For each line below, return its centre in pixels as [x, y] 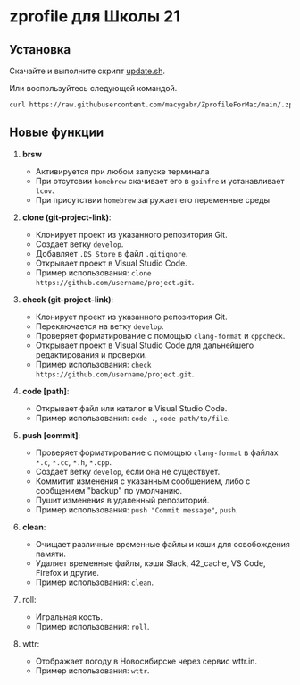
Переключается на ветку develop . [100, 326]
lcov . [45, 190]
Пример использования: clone [93, 272]
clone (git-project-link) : [67, 217]
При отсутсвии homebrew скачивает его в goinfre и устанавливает [160, 181]
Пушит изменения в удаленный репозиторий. [122, 500]
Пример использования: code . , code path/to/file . [133, 418]
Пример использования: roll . [92, 626]
